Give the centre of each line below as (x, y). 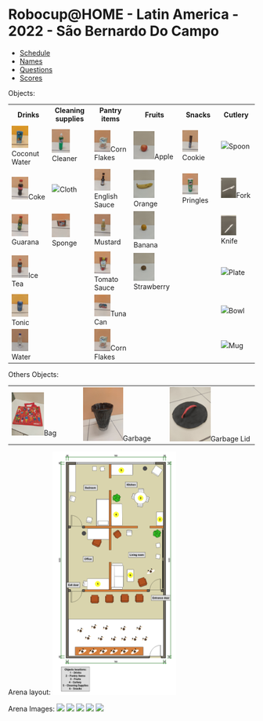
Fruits (154, 115)
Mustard (107, 242)
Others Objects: (34, 374)
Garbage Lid (230, 438)
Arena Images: (31, 708)
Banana (146, 245)
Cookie (193, 157)
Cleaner (65, 159)
